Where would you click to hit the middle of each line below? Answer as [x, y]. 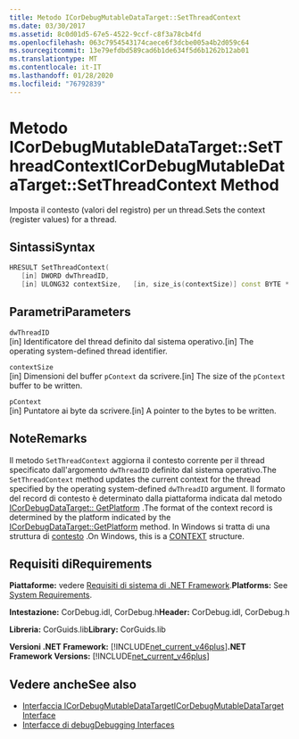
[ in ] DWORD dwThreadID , [65, 276]
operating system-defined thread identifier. [88, 351]
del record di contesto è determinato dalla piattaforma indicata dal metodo [146, 498]
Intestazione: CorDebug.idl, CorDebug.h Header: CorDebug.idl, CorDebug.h [149, 612]
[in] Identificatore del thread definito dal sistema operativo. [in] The [132, 341]
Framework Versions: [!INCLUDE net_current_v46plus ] [109, 656]
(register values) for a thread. [63, 219]
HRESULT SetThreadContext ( [59, 268]
